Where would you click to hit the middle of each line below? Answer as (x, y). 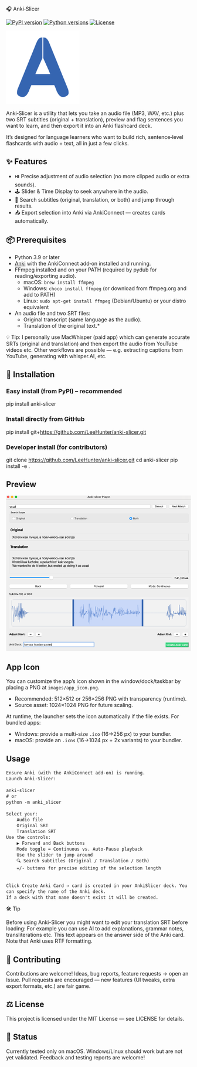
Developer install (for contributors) (57, 447)
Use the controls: (28, 838)
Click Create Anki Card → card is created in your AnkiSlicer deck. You (97, 886)
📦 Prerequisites (36, 240)
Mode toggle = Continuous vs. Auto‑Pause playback (80, 849)
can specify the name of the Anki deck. (56, 892)
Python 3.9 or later (37, 257)
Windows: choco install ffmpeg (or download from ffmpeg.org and (105, 288)
